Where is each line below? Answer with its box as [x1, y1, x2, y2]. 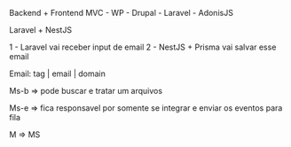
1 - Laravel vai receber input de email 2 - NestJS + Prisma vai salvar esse [9, 42, 277, 52]
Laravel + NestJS [9, 25, 73, 35]
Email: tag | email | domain [9, 68, 106, 79]
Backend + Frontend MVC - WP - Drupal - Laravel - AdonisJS [9, 8, 233, 18]
